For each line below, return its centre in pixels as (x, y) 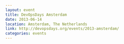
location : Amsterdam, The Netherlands (46, 24)
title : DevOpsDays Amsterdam (36, 15)
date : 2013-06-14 (24, 19)
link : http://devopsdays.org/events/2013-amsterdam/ (62, 29)
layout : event (20, 10)
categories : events (26, 33)
